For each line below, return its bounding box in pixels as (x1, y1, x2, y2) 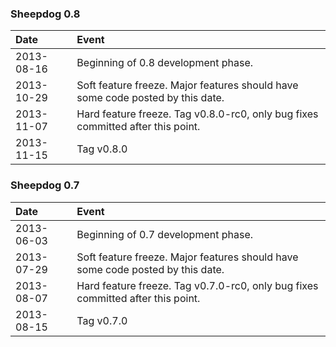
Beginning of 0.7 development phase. (76, 227, 254, 241)
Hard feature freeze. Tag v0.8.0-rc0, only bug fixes (76, 107, 319, 121)
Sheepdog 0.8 (10, 7, 81, 21)
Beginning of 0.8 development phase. (76, 56, 254, 70)
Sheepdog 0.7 (10, 178, 80, 192)
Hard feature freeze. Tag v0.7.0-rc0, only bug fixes (76, 278, 319, 292)
